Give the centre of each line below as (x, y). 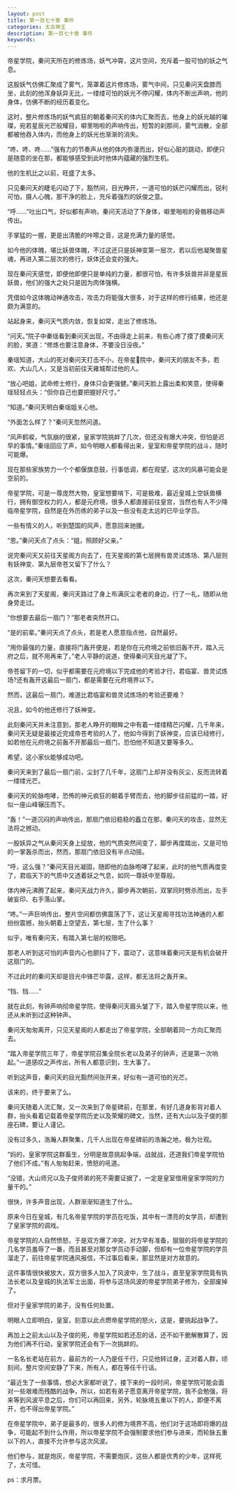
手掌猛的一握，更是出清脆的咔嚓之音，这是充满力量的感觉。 (93, 235)
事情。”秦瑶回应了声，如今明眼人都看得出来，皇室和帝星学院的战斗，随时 (123, 446)
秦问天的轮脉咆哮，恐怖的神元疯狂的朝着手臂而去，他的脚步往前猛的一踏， (114, 796)
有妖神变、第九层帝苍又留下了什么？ (59, 564)
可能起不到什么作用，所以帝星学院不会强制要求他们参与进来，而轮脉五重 (123, 1433)
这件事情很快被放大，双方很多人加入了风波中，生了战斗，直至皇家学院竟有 (114, 1273)
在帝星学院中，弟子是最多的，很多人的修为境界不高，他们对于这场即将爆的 (114, 1424)
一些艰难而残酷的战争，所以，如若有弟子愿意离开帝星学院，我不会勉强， (117, 1391)
